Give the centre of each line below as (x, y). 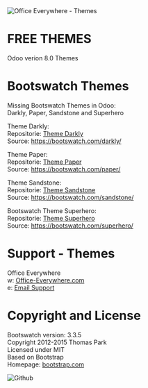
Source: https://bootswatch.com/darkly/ (64, 141)
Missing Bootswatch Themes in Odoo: (61, 105)
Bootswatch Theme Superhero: (52, 210)
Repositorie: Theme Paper (44, 162)
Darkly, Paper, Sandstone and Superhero (66, 112)
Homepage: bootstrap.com (46, 364)
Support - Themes (61, 254)
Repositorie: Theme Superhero (51, 218)
